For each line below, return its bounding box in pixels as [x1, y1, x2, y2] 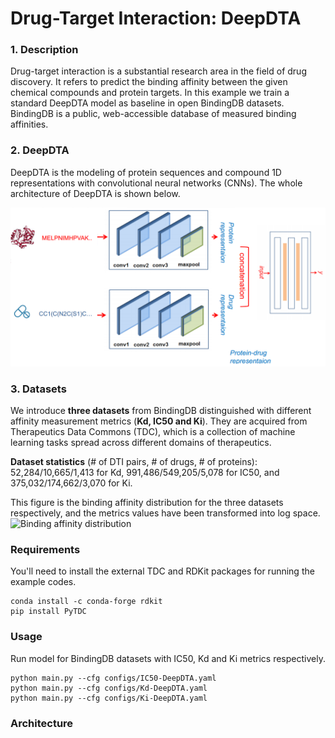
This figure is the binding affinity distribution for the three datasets [10, 497, 284, 509]
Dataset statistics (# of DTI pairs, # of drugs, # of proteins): [10, 456, 258, 468]
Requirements [10, 542, 81, 556]
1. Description [10, 43, 79, 57]
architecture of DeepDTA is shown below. [10, 187, 181, 199]
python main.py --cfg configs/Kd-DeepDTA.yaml [10, 683, 208, 693]
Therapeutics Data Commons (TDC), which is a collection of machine [10, 426, 296, 438]
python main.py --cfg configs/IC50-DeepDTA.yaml [10, 673, 217, 683]
